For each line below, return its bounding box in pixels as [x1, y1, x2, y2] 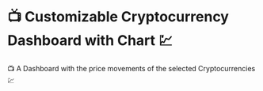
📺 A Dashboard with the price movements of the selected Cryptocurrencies [7, 63, 256, 73]
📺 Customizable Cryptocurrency [7, 8, 229, 26]
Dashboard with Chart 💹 [7, 32, 173, 50]
